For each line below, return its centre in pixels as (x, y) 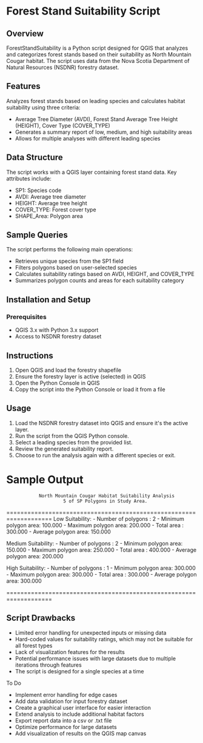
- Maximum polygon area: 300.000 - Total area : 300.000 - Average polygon (101, 574)
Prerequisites (26, 317)
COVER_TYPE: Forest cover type (55, 210)
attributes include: (29, 178)
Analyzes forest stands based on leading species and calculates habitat (96, 101)
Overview (25, 34)
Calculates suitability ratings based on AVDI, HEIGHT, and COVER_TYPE (105, 274)
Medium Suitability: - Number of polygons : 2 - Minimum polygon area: (95, 543)
